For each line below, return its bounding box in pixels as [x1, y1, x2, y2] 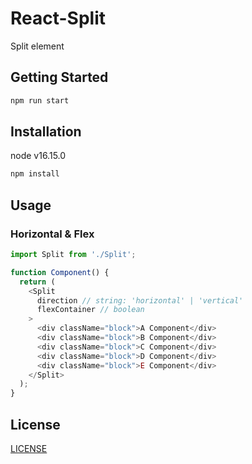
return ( [19, 277, 56, 287]
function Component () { [10, 267, 110, 277]
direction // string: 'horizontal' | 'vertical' [36, 295, 244, 306]
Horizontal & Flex [10, 227, 95, 241]
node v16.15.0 [10, 150, 67, 162]
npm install [10, 169, 60, 179]
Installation [10, 123, 82, 141]
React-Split [10, 7, 107, 30]
